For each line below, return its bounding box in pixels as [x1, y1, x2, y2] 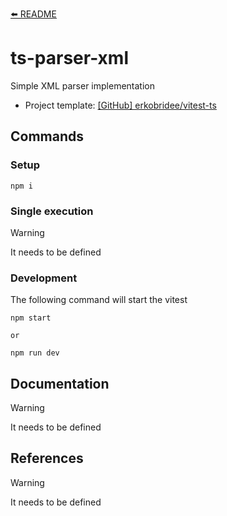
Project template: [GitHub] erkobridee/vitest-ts [24, 99, 217, 111]
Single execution [10, 204, 94, 218]
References [10, 450, 84, 467]
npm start [10, 313, 52, 323]
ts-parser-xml [10, 47, 129, 70]
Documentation [10, 375, 110, 392]
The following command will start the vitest [10, 294, 188, 306]
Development [10, 271, 78, 285]
